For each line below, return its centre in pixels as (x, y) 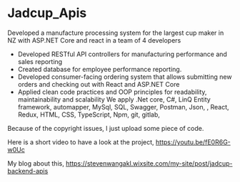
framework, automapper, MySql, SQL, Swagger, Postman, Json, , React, (124, 107)
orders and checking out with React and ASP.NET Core (99, 84)
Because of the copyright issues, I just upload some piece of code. (106, 128)
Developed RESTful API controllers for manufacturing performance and (122, 54)
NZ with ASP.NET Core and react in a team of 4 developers (94, 40)
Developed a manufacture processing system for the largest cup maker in (116, 33)
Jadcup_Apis (47, 13)
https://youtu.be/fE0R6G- (193, 142)
